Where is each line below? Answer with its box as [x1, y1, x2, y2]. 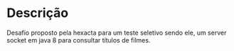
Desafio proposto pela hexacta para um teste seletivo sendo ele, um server [6, 28, 227, 37]
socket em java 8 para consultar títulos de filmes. [6, 35, 151, 44]
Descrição [6, 5, 69, 21]
